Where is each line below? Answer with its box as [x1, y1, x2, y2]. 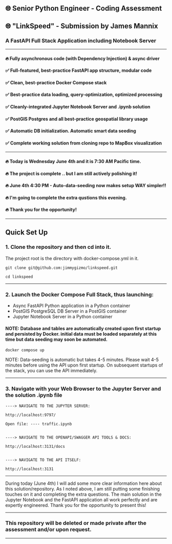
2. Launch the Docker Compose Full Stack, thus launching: [5, 291, 154, 298]
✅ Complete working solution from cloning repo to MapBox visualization [5, 140, 162, 146]
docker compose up [5, 348, 45, 353]
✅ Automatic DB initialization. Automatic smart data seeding [5, 128, 137, 134]
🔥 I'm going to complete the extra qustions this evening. [5, 194, 127, 201]
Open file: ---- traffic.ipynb [5, 421, 72, 426]
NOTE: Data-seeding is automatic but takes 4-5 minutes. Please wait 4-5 [5, 357, 159, 363]
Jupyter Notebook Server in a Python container [12, 314, 113, 319]
